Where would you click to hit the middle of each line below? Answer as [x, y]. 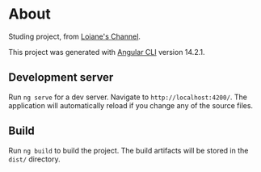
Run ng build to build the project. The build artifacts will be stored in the [128, 150]
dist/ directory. [34, 159]
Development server [61, 78]
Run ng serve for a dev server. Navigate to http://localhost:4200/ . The [128, 97]
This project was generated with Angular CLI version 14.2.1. [107, 52]
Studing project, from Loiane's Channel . [75, 36]
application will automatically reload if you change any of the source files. [130, 105]
